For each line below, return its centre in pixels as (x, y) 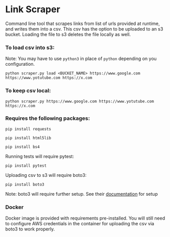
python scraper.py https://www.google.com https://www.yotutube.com (80, 101)
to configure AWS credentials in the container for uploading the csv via (80, 224)
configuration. (20, 64)
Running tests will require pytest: (40, 156)
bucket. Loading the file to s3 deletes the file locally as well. (68, 34)
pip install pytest (26, 166)
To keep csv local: (28, 91)
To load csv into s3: (30, 47)
